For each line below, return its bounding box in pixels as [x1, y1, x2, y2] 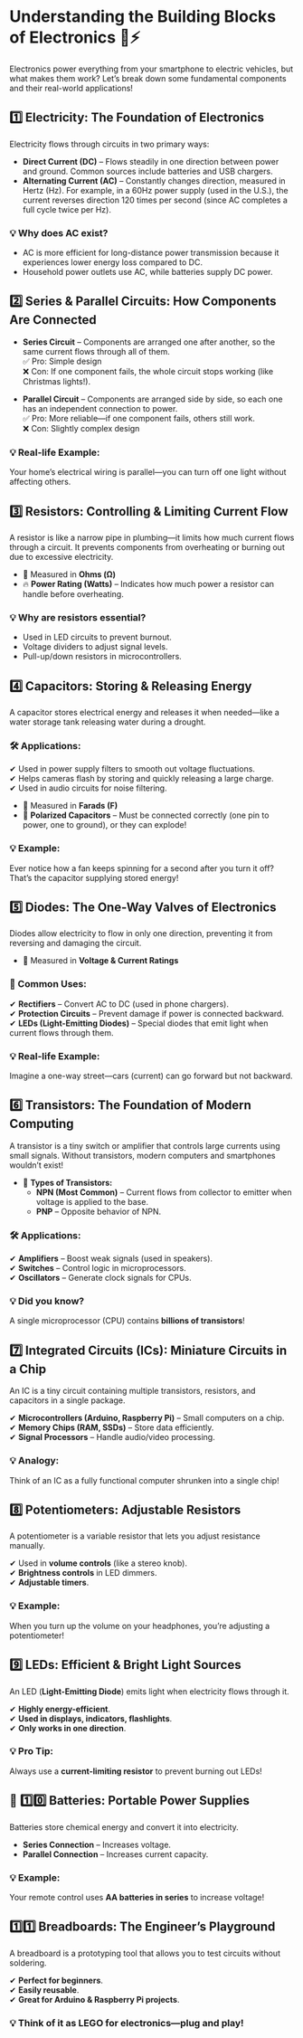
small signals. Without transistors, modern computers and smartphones [9, 1150, 276, 1161]
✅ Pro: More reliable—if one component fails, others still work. [22, 412, 256, 423]
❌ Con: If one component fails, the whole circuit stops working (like [22, 365, 274, 376]
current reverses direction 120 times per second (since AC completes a [22, 194, 288, 205]
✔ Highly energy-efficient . [9, 1703, 111, 1714]
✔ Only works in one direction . [9, 1722, 127, 1733]
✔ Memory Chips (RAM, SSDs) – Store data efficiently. [9, 1422, 214, 1433]
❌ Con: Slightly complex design [22, 422, 140, 433]
